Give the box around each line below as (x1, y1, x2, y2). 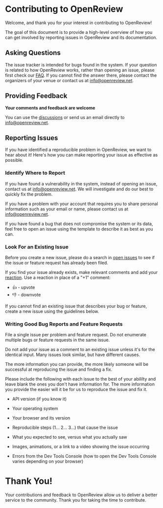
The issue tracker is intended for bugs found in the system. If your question (5, 61, 157, 67)
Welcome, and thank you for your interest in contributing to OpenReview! (5, 20, 152, 26)
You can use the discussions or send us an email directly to (5, 114, 125, 120)
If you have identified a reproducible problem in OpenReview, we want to (5, 147, 152, 153)
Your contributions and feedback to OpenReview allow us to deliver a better (5, 492, 158, 498)
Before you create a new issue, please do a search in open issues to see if (5, 254, 155, 260)
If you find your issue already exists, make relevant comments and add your (5, 269, 158, 275)
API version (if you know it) (12, 396, 67, 402)
